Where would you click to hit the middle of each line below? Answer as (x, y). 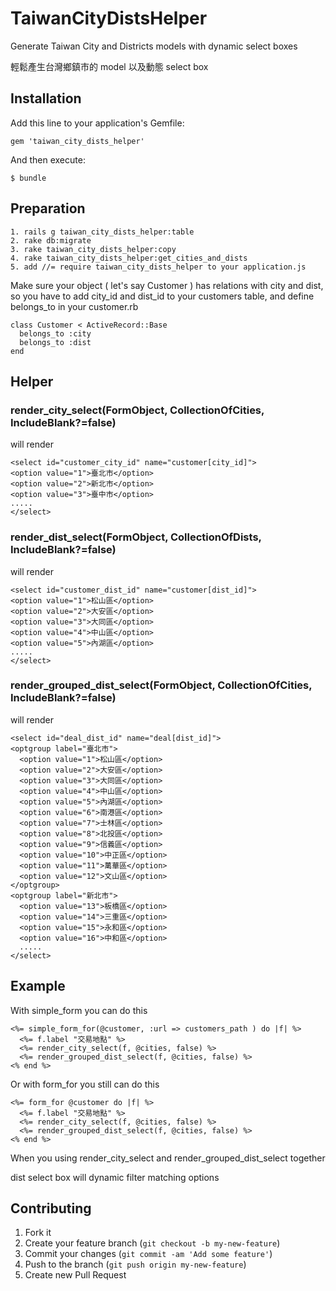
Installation (46, 98)
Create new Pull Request (75, 1275)
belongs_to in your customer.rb (74, 306)
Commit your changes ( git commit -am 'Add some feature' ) (148, 1254)
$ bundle (28, 178)
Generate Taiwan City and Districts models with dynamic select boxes (154, 46)
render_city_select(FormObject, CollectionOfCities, (137, 410)
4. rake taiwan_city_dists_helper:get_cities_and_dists (129, 258)
